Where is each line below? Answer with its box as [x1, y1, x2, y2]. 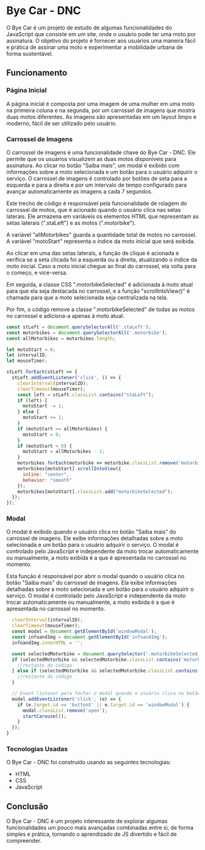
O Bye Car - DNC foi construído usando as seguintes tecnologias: [6, 759, 171, 766]
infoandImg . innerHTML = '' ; [12, 639, 84, 646]
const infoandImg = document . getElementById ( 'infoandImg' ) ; [12, 634, 168, 641]
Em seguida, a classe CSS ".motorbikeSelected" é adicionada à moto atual [6, 280, 193, 288]
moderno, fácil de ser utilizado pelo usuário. [6, 119, 117, 127]
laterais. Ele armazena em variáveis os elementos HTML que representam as [6, 212, 199, 220]
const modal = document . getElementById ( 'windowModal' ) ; [12, 628, 157, 634]
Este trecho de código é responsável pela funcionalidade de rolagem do [6, 200, 187, 207]
